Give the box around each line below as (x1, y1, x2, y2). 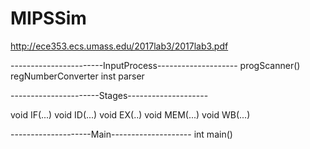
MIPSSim (10, 7, 87, 30)
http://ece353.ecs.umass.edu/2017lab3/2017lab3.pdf (10, 40, 229, 52)
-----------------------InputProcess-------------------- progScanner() (10, 59, 301, 71)
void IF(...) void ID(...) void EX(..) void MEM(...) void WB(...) (10, 108, 251, 121)
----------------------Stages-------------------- (10, 89, 209, 101)
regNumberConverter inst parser (10, 70, 145, 82)
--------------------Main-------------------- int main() (10, 128, 233, 140)
